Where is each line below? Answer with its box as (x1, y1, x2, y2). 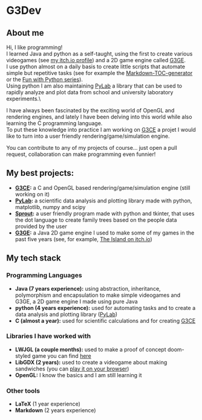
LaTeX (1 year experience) (15, 400, 80, 408)
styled (15, 352, 31, 360)
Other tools (6, 386, 41, 395)
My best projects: (6, 168, 74, 178)
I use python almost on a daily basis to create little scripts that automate (6, 63, 186, 70)
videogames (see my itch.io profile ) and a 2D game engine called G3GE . (6, 57, 186, 63)
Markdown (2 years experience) (15, 407, 96, 414)
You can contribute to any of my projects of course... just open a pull (6, 144, 177, 151)
